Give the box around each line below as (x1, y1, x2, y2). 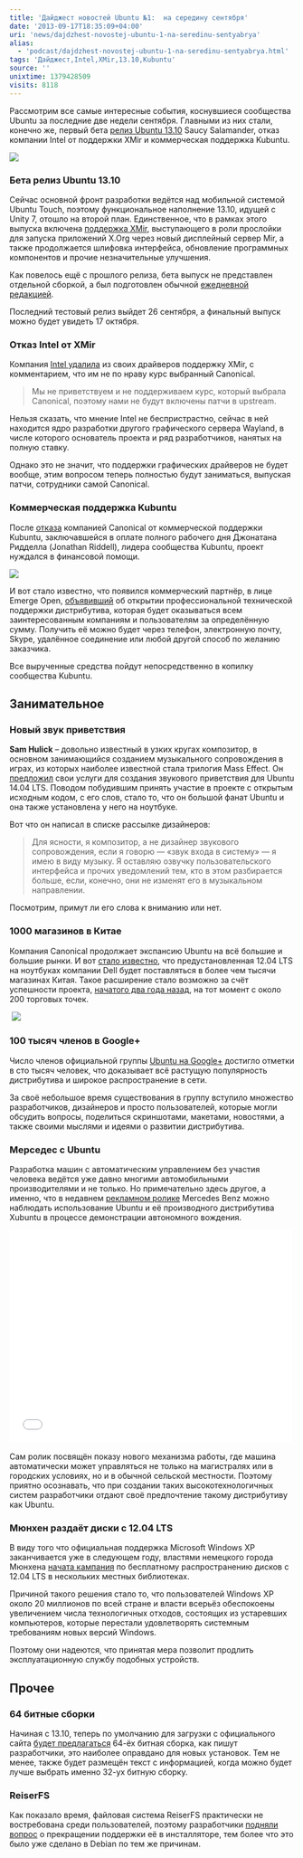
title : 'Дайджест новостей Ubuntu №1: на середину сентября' (9, 13, 249, 23)
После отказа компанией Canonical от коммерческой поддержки (9, 522, 263, 533)
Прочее (9, 1680, 55, 1696)
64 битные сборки (9, 1707, 95, 1720)
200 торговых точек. (9, 993, 89, 1004)
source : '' (9, 64, 51, 73)
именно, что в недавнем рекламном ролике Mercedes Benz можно (9, 1193, 270, 1204)
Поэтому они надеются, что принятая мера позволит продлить (9, 1645, 254, 1655)
